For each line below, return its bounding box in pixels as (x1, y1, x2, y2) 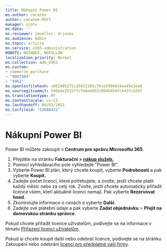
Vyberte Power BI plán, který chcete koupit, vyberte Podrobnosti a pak (12, 167, 162, 173)
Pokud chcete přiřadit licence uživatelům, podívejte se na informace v (5, 220, 152, 226)
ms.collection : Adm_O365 (5, 60, 58, 65)
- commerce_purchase (5, 70, 49, 75)
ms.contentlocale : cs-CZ (5, 98, 58, 103)
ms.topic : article (5, 41, 44, 46)
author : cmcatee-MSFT (5, 17, 51, 22)
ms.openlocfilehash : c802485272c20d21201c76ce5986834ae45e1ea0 (5, 83, 143, 88)
